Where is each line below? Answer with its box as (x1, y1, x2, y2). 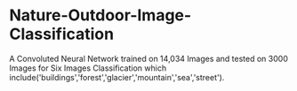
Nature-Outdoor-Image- (9, 5, 192, 26)
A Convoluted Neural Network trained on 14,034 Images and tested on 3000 (9, 53, 289, 64)
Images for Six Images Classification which (9, 63, 167, 73)
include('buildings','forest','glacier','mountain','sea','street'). (9, 72, 225, 82)
